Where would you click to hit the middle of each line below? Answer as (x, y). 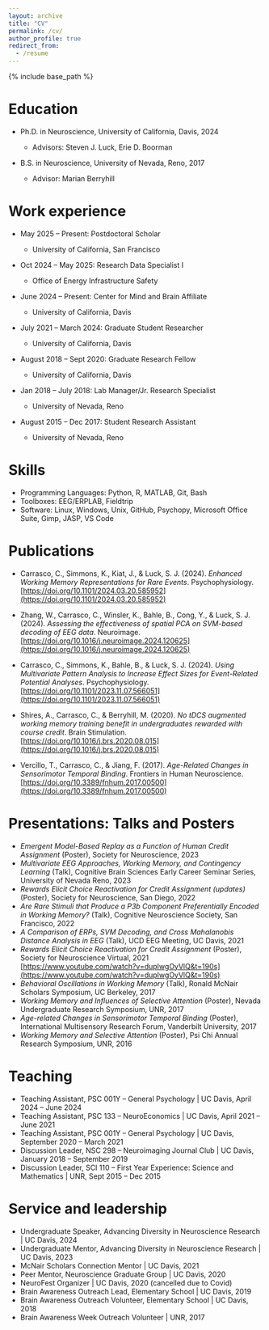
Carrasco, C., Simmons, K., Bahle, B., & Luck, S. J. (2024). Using (127, 665)
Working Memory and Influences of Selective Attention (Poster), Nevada (140, 1001)
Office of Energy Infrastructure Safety (95, 281)
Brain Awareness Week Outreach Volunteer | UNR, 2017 (112, 1317)
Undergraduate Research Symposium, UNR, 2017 (102, 1009)
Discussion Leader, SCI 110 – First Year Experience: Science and (127, 1167)
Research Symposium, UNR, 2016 (76, 1044)
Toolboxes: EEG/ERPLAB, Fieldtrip (76, 501)
